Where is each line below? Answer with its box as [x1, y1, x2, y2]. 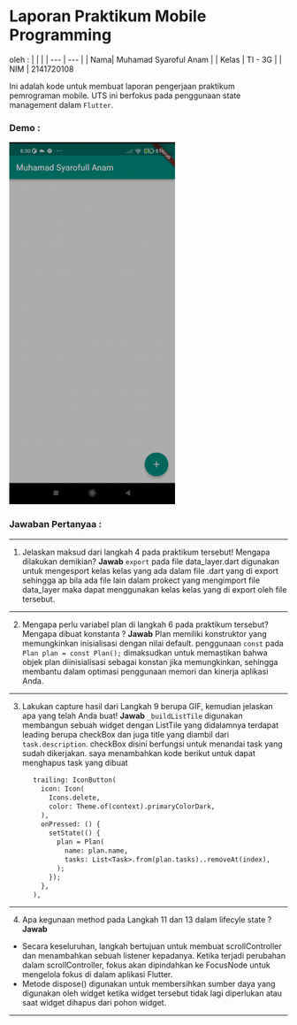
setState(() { [48, 829, 101, 838]
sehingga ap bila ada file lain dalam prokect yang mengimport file [21, 575, 261, 585]
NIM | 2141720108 [9, 64, 74, 74]
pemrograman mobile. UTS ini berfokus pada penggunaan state [9, 90, 241, 101]
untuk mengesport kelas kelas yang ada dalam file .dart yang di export [21, 565, 278, 576]
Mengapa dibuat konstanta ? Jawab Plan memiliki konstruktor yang [21, 628, 267, 639]
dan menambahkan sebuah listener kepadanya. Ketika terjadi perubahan [21, 950, 286, 960]
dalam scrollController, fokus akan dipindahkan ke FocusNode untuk [21, 960, 271, 970]
